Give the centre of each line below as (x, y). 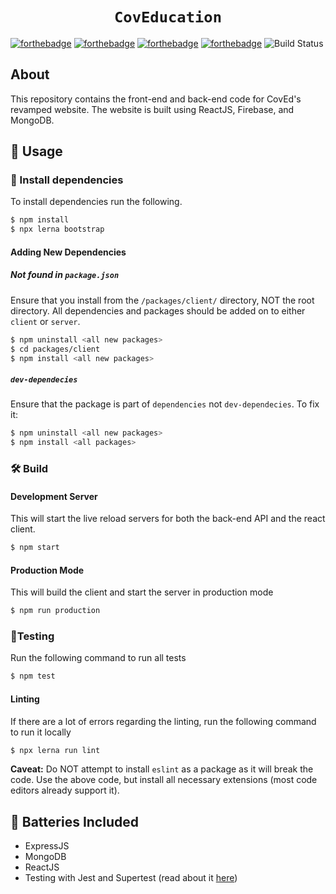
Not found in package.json (65, 275)
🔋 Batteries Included (74, 821)
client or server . (45, 321)
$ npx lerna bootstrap (57, 229)
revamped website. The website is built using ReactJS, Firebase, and (152, 109)
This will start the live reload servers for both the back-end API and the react (168, 519)
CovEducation (168, 17)
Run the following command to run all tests (98, 658)
